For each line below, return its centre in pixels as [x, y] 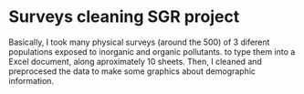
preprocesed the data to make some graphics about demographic [132, 71]
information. [31, 80]
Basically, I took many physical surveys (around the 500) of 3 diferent [139, 42]
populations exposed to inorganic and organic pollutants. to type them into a [152, 51]
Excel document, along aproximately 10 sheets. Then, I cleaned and [135, 61]
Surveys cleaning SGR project [124, 17]
